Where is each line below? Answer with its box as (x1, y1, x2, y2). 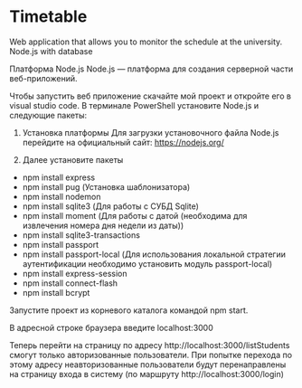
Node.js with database (9, 45, 93, 56)
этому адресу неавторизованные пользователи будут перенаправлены (9, 359, 287, 370)
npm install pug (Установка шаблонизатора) (22, 181, 191, 192)
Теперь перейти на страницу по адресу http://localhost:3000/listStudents (9, 339, 290, 350)
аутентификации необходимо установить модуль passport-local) (22, 258, 273, 269)
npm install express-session (22, 268, 127, 279)
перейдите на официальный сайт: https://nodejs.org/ (22, 137, 224, 147)
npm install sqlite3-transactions (22, 229, 140, 241)
